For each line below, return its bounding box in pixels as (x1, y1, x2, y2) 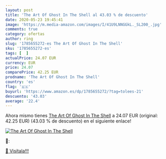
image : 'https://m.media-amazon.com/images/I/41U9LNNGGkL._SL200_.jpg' (5, 22, 162, 27)
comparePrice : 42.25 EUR (5, 70, 59, 75)
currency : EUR (5, 60, 36, 65)
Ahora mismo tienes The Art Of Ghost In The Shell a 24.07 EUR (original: (5, 113, 158, 119)
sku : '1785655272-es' (5, 46, 52, 51)
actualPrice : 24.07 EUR (5, 55, 57, 61)
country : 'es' (5, 79, 36, 84)
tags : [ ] (5, 50, 29, 56)
